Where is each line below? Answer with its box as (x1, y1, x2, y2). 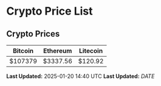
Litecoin (78, 47, 103, 55)
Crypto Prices (6, 29, 60, 39)
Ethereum (43, 47, 72, 55)
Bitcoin (13, 47, 34, 55)
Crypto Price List (6, 4, 93, 18)
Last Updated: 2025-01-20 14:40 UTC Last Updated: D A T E (6, 73, 155, 80)
